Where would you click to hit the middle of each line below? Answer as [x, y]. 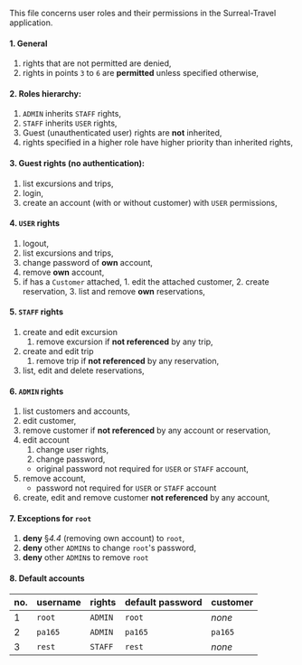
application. [31, 23]
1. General [28, 43]
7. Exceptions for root [51, 518]
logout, [36, 243]
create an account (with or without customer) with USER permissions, [150, 202]
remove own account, [63, 272]
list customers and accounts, [76, 411]
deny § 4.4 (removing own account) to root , [104, 539]
